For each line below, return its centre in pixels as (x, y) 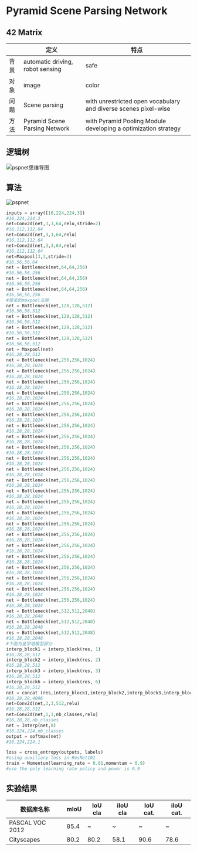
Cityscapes (25, 839)
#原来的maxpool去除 (28, 300)
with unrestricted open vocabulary (133, 101)
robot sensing (42, 69)
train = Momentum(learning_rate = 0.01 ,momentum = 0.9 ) (76, 764)
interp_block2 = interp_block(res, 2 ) (53, 660)
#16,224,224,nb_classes (35, 731)
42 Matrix (24, 33)
